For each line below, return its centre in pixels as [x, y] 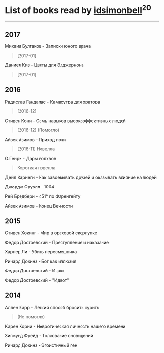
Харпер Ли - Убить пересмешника [41, 251]
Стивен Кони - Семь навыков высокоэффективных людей [65, 121]
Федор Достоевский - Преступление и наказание [57, 242]
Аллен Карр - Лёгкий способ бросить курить [52, 307]
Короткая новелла [36, 168]
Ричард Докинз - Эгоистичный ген [41, 345]
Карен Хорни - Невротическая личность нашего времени [65, 326]
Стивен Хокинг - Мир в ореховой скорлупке [51, 233]
